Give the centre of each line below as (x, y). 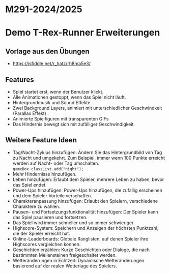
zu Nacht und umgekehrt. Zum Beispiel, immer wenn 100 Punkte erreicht (89, 158)
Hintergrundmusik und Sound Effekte (51, 102)
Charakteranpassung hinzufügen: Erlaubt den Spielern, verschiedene (85, 201)
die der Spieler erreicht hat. (41, 233)
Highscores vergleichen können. (47, 244)
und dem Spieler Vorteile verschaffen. (52, 195)
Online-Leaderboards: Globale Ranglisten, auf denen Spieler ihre (80, 239)
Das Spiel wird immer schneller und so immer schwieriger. (74, 223)
